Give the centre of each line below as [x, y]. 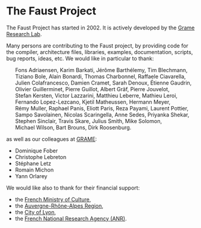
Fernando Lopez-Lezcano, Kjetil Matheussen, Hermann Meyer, [93, 102]
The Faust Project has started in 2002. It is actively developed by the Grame [100, 28]
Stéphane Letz [33, 163]
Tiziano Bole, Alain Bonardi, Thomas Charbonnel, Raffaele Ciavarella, [100, 76]
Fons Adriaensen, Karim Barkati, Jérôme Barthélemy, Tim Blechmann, [101, 70]
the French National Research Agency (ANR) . [71, 218]
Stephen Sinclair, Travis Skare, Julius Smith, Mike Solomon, [88, 121]
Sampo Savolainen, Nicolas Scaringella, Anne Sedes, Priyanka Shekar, [102, 115]
